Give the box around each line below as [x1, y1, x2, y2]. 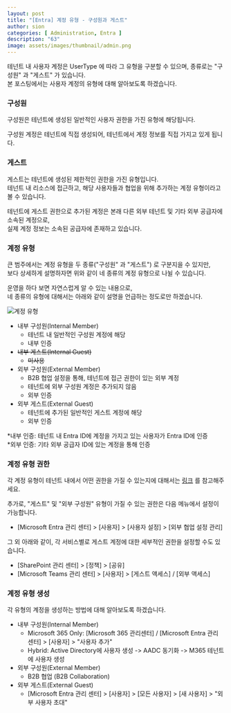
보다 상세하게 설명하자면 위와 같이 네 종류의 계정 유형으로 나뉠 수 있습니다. [7, 269, 206, 277]
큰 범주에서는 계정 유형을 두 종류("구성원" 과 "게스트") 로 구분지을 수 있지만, [7, 260, 211, 269]
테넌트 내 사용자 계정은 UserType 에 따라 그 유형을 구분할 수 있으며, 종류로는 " [7, 62, 218, 70]
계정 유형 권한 [7, 459, 50, 469]
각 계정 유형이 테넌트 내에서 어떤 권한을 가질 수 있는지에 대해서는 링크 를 [7, 476, 201, 485]
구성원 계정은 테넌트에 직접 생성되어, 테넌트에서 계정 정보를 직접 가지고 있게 [7, 130, 210, 138]
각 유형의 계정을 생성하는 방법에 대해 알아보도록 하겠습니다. [7, 606, 166, 614]
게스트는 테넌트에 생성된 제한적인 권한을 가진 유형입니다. [7, 174, 159, 183]
